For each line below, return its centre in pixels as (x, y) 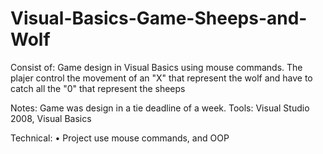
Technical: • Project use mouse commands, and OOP (120, 138)
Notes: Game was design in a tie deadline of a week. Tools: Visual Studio (160, 108)
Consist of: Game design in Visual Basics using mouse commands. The (156, 67)
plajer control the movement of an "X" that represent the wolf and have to (161, 78)
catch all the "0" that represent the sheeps (98, 88)
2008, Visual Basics (51, 118)
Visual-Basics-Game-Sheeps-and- (159, 18)
